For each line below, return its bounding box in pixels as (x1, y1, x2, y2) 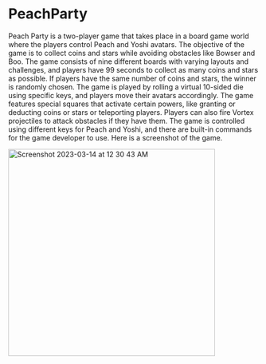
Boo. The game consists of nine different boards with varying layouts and (8, 57, 249, 66)
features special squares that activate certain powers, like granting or (8, 99, 237, 109)
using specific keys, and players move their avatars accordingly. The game (8, 90, 254, 100)
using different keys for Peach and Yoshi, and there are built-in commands (8, 125, 252, 134)
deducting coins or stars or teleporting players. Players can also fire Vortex (8, 107, 254, 117)
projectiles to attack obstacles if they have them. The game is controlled (8, 116, 245, 125)
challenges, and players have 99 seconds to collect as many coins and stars (8, 65, 259, 74)
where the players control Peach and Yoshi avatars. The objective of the (8, 39, 245, 49)
